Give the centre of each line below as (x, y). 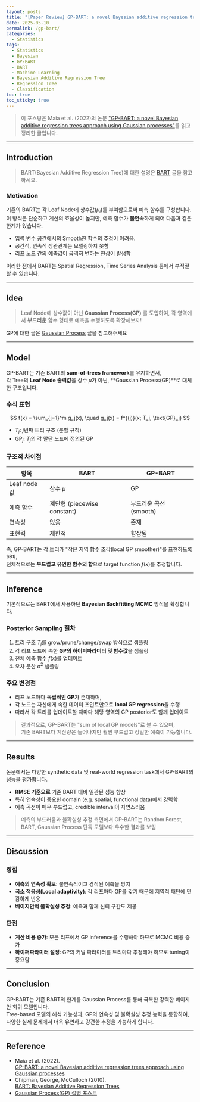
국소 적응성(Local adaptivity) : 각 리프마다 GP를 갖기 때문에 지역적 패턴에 (100, 891)
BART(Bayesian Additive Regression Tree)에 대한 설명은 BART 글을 (101, 173)
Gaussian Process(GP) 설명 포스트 (56, 1093)
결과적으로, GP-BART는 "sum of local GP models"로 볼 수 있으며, (98, 725)
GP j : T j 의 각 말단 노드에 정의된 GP (54, 440)
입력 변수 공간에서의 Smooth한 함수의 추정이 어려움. (75, 238)
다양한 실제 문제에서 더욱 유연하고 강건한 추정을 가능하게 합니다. (80, 1022)
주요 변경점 (21, 683)
